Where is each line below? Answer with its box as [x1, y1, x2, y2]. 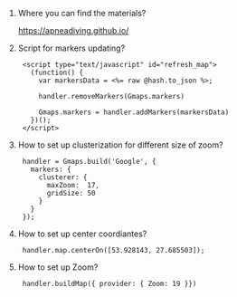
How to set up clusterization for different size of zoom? [17, 139, 223, 150]
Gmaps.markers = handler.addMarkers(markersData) [38, 108, 230, 117]
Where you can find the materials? [17, 8, 147, 18]
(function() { [30, 68, 84, 77]
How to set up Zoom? [17, 262, 99, 273]
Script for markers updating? [17, 43, 126, 53]
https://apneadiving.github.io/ [17, 25, 129, 35]
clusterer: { [38, 173, 88, 182]
